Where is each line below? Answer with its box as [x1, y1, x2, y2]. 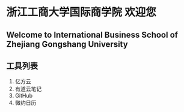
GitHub [14, 92, 33, 99]
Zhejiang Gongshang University [6, 39, 128, 49]
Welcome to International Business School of [6, 29, 179, 40]
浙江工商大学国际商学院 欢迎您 [6, 5, 156, 19]
